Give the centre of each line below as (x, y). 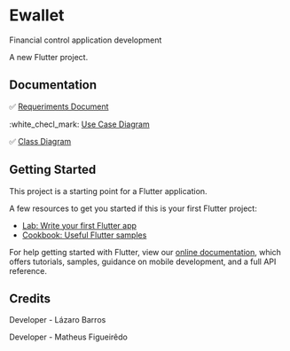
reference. (28, 270)
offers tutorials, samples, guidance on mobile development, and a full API (143, 261)
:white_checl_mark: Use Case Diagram (79, 124)
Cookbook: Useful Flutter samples (84, 235)
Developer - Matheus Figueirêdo (69, 337)
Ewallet (37, 16)
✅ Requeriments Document (59, 106)
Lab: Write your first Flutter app (79, 225)
